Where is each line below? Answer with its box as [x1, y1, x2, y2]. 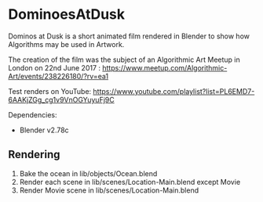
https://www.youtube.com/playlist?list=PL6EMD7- [93, 86, 255, 96]
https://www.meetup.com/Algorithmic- [101, 63, 228, 72]
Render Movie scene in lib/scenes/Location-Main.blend [19, 186, 199, 195]
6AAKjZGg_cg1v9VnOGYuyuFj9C [8, 95, 115, 104]
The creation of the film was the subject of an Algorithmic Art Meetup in [8, 55, 241, 64]
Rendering [8, 148, 60, 161]
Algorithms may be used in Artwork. [8, 39, 125, 49]
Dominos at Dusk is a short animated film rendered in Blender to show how [8, 31, 250, 41]
